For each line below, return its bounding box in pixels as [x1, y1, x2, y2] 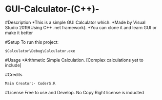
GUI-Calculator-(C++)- [5, 3, 100, 15]
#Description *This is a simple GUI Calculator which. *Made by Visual [5, 19, 145, 25]
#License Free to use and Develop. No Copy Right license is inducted [5, 89, 144, 95]
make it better [5, 30, 33, 35]
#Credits [5, 71, 23, 77]
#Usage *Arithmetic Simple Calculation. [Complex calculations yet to [5, 57, 144, 63]
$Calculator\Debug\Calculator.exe [5, 49, 76, 53]
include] [5, 62, 22, 68]
